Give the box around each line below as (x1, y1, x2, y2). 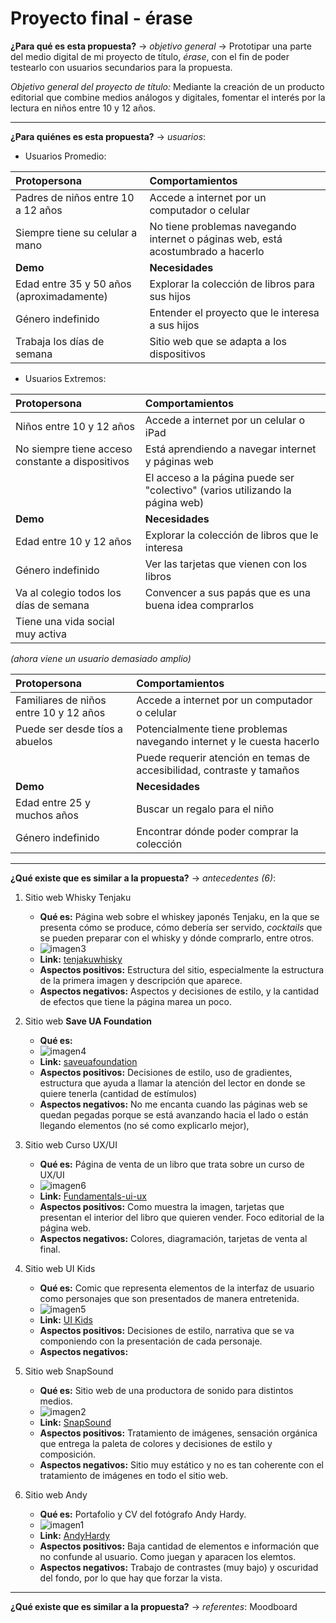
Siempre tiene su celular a (15, 225, 138, 239)
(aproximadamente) (15, 289, 108, 303)
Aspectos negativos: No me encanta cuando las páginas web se (39, 1098, 308, 1110)
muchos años (15, 808, 79, 822)
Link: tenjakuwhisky (39, 953, 123, 965)
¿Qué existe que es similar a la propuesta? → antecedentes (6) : (10, 872, 277, 884)
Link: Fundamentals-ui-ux (39, 1190, 147, 1202)
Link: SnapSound (39, 1416, 112, 1428)
